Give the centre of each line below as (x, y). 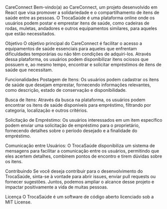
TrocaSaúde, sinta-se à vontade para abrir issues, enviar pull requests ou (81, 176)
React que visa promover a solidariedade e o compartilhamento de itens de (82, 12)
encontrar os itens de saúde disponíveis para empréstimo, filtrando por (78, 105)
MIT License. (18, 202)
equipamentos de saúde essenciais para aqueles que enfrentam (71, 49)
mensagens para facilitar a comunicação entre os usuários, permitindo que (82, 151)
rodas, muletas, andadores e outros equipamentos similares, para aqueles (81, 28)
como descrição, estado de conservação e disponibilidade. (66, 90)
